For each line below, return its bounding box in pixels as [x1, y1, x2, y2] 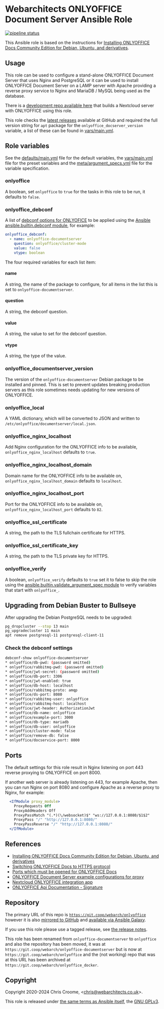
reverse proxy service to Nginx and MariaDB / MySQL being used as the [5, 87, 150, 94]
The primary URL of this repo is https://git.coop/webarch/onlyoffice [5, 911, 146, 917]
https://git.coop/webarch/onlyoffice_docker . [5, 962, 99, 968]
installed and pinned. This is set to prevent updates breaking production [5, 381, 150, 387]
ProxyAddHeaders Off [14, 808, 56, 813]
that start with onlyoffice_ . [5, 587, 60, 593]
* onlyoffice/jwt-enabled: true [5, 678, 71, 683]
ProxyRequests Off [14, 803, 51, 808]
